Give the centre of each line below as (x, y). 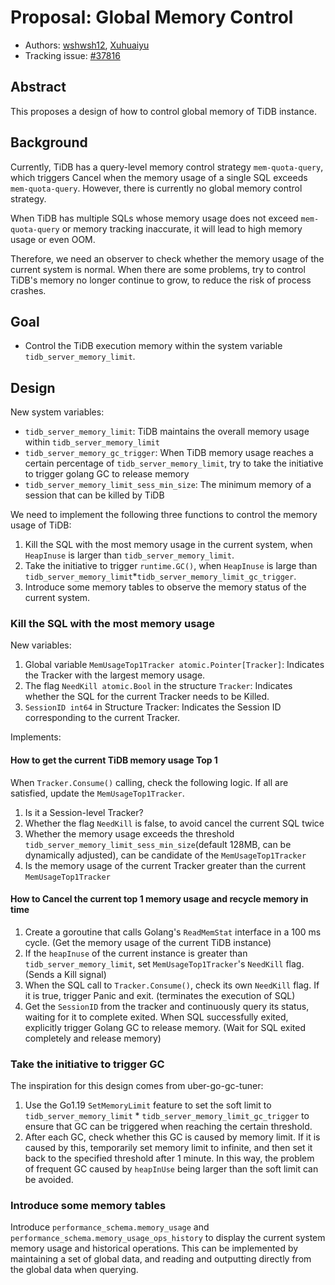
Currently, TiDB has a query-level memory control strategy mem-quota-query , (167, 167)
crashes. (28, 290)
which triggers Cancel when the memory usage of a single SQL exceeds (159, 177)
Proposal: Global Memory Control (152, 17)
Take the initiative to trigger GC (87, 1064)
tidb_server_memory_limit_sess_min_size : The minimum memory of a (168, 485)
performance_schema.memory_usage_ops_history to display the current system (168, 1238)
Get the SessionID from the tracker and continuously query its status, (167, 1006)
